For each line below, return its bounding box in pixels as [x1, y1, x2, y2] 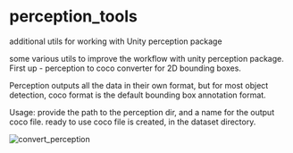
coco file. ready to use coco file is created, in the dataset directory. [9, 116, 256, 127]
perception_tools [9, 6, 138, 27]
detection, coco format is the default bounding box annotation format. [9, 89, 266, 100]
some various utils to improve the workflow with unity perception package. [9, 53, 284, 64]
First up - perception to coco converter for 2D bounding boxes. [9, 63, 241, 73]
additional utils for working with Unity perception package [9, 36, 222, 47]
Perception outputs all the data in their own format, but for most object [9, 80, 269, 90]
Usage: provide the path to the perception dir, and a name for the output [9, 106, 275, 117]
